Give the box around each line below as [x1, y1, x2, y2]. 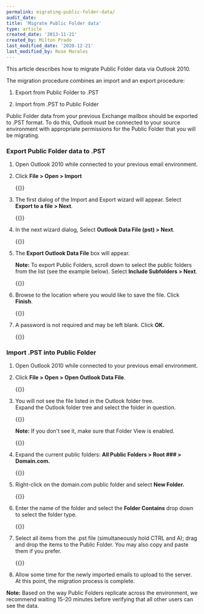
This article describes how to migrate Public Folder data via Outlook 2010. [6, 65, 191, 72]
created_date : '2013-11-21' [6, 32, 78, 38]
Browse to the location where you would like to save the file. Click [15, 291, 180, 298]
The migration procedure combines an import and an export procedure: [6, 77, 185, 84]
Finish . [15, 298, 33, 305]
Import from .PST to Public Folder [15, 100, 99, 108]
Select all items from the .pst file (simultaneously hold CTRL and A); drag [15, 534, 197, 542]
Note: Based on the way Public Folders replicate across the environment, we [6, 589, 198, 596]
